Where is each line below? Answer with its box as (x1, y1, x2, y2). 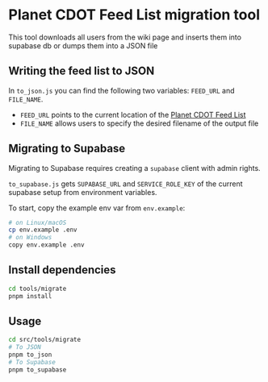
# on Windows (8, 234, 52, 242)
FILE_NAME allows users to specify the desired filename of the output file (19, 118, 259, 128)
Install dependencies (8, 264, 116, 277)
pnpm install (8, 292, 52, 300)
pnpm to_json (8, 351, 52, 359)
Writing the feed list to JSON (8, 64, 155, 78)
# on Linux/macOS (8, 218, 67, 226)
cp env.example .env (8, 226, 78, 235)
